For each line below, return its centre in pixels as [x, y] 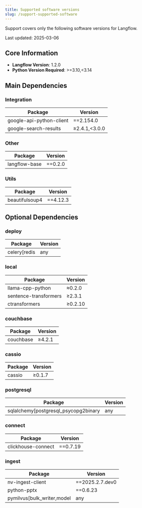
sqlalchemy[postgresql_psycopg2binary [54, 411]
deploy [13, 231]
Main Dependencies [36, 86]
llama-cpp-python [29, 288]
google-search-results [34, 128]
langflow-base [25, 164]
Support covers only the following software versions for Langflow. [71, 28]
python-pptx [22, 490]
